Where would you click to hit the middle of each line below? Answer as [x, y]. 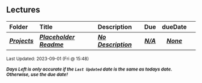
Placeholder [57, 37]
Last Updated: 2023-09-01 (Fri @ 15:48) [47, 59]
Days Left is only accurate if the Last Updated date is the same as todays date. [89, 69]
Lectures [23, 10]
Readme [52, 45]
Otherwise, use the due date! [37, 75]
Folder [19, 26]
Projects [22, 40]
